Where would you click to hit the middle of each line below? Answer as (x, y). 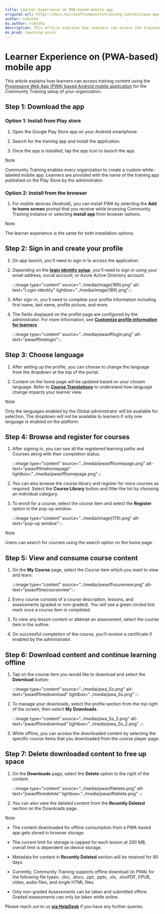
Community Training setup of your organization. (54, 91)
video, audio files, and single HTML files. (53, 882)
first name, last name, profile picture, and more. (60, 305)
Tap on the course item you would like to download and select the (79, 674)
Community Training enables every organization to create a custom (73, 170)
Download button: (30, 679)
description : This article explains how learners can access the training (83, 28)
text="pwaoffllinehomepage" (41, 469)
